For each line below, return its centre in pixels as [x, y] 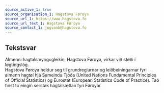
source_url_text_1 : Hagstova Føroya [42, 23]
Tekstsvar [21, 48]
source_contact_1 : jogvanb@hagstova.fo [46, 28]
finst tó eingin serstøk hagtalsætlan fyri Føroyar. [54, 85]
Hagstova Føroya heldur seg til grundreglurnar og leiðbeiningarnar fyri [76, 70]
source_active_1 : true [28, 10]
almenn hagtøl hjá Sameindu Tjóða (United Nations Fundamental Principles [81, 75]
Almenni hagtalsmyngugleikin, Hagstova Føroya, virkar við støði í [70, 59]
